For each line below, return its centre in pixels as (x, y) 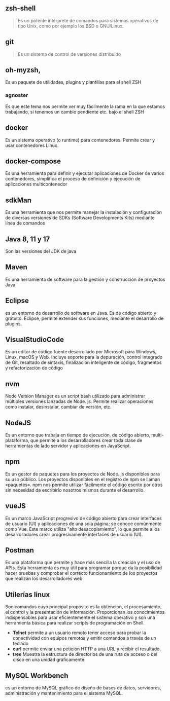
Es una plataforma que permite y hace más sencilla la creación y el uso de (83, 563)
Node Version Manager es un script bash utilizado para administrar (75, 396)
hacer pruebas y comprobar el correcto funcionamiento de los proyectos (81, 573)
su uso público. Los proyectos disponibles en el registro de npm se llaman (83, 479)
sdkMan (19, 200)
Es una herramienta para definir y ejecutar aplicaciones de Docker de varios (85, 173)
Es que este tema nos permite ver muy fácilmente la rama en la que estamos (85, 106)
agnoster (17, 95)
